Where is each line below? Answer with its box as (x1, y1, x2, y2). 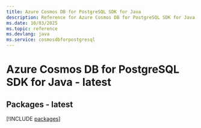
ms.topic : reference (6, 25, 58, 32)
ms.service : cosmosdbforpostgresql (6, 37, 96, 43)
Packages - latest (6, 99, 73, 109)
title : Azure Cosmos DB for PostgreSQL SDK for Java (6, 8, 141, 15)
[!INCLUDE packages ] (6, 115, 61, 122)
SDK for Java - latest (6, 76, 111, 89)
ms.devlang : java (6, 31, 50, 37)
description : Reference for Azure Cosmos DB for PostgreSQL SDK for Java (6, 14, 196, 20)
